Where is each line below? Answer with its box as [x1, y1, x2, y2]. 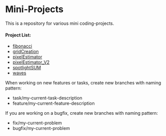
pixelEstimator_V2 [12, 59, 50, 65]
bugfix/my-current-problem [12, 125, 70, 131]
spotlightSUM [12, 65, 41, 71]
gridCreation [12, 49, 39, 55]
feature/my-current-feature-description [12, 100, 95, 107]
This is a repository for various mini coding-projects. [5, 20, 115, 26]
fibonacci [12, 43, 32, 49]
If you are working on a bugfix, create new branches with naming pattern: [5, 110, 158, 116]
